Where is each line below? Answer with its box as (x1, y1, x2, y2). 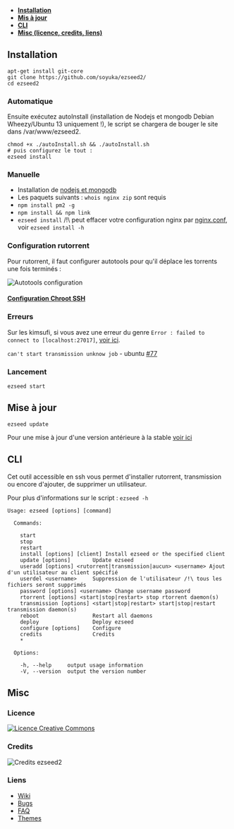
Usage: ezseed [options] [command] (7, 507, 112, 514)
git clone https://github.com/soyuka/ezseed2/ (7, 73, 147, 80)
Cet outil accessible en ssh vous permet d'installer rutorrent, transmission (7, 472, 222, 481)
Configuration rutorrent (7, 241, 90, 251)
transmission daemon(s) (7, 606, 78, 613)
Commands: (13, 519, 42, 527)
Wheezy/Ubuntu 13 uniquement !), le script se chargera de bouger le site (7, 120, 218, 129)
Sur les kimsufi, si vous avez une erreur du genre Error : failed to (7, 328, 205, 336)
